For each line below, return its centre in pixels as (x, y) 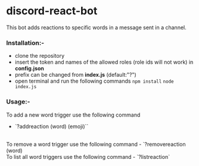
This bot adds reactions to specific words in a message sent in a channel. (96, 27)
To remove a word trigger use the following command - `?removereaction (96, 144)
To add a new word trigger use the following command (73, 115)
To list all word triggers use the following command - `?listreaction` (88, 156)
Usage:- (18, 102)
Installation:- (25, 43)
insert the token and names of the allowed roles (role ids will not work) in (104, 62)
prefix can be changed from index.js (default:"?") (76, 75)
